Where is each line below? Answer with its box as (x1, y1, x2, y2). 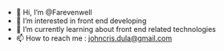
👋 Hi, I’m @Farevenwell (15, 8, 92, 17)
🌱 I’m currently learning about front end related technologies (15, 25, 217, 33)
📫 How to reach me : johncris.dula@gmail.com (15, 33, 173, 43)
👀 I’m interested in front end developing (15, 16, 147, 25)
